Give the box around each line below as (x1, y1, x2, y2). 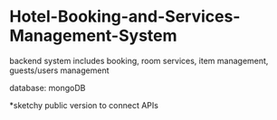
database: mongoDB (9, 82, 86, 93)
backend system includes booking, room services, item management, (9, 55, 269, 66)
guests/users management (9, 65, 110, 76)
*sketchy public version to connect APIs (9, 99, 158, 110)
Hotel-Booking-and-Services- (9, 6, 241, 27)
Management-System (9, 25, 178, 46)
